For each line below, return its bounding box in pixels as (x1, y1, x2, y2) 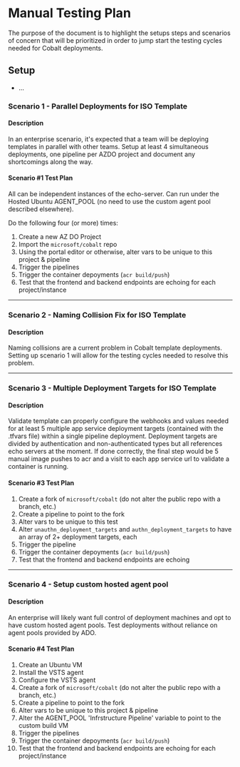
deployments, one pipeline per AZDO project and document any (8, 150, 195, 158)
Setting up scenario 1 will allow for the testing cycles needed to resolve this (8, 351, 229, 360)
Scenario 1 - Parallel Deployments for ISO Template (8, 101, 188, 111)
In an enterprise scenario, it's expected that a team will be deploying (8, 134, 209, 143)
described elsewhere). (8, 205, 74, 213)
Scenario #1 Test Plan (8, 173, 73, 183)
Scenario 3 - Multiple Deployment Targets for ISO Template (8, 383, 216, 393)
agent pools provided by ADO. (8, 628, 97, 636)
